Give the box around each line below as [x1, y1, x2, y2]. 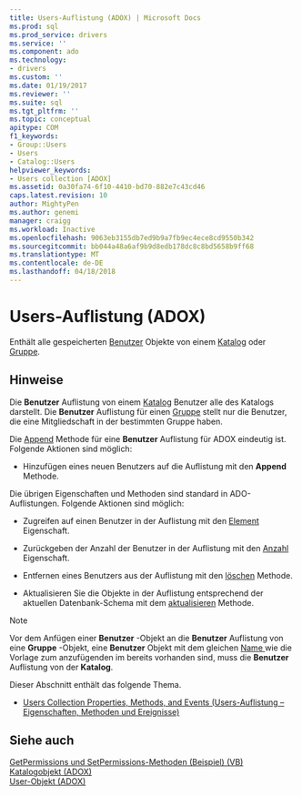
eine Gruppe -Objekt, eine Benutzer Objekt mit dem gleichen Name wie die [9, 642, 293, 653]
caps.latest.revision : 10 [9, 191, 107, 200]
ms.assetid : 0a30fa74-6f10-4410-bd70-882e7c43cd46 [9, 183, 206, 192]
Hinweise [9, 372, 64, 388]
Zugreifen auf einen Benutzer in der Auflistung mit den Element [22, 515, 259, 526]
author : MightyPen [9, 199, 79, 209]
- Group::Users [9, 140, 67, 149]
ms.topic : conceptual [9, 115, 92, 124]
